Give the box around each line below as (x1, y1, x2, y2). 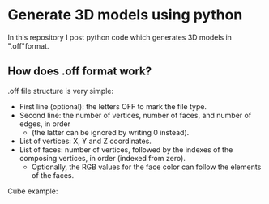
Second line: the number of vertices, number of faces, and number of (19, 110, 252, 120)
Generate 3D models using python (7, 6, 243, 24)
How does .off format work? (7, 65, 152, 79)
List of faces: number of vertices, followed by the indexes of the (19, 144, 233, 155)
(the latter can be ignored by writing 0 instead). (31, 127, 190, 137)
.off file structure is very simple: (7, 86, 114, 96)
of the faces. (31, 170, 75, 180)
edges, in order (19, 119, 70, 129)
